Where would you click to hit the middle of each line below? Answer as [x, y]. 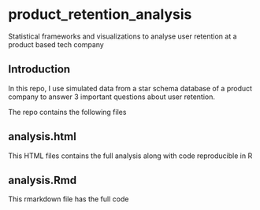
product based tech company [56, 44]
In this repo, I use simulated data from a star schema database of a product [130, 88]
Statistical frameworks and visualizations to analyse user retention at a [123, 36]
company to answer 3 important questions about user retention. [111, 97]
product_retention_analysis [100, 15]
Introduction [39, 70]
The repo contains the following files [67, 112]
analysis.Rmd [43, 180]
